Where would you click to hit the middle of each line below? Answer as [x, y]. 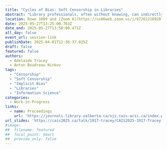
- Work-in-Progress [30, 102]
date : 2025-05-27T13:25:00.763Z [39, 24]
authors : [14, 56]
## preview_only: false [31, 139]
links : [12, 107]
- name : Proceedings [31, 112]
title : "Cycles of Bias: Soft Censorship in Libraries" [64, 10]
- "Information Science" [35, 93]
